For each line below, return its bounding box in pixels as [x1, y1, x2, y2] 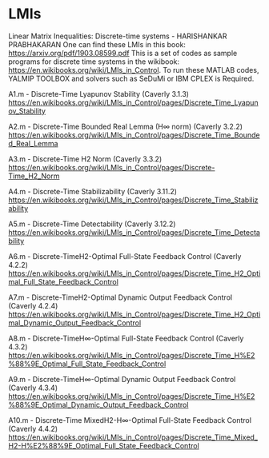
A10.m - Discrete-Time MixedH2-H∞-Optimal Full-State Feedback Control [8, 415, 252, 424]
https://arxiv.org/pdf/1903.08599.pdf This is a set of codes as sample [8, 48, 238, 58]
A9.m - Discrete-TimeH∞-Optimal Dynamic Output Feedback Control [8, 374, 236, 384]
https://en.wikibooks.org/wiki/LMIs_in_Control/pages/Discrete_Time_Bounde [8, 129, 260, 140]
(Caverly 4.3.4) [8, 383, 58, 392]
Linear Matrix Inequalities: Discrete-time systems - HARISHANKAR [8, 31, 227, 41]
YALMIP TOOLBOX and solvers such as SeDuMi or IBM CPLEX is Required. [8, 74, 255, 83]
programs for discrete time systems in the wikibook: [8, 57, 180, 66]
